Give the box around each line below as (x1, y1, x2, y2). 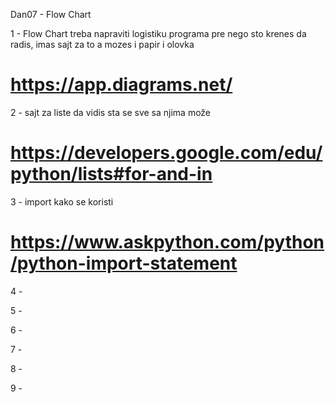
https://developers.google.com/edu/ (10, 142, 323, 164)
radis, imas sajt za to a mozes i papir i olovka (10, 39, 195, 50)
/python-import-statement (10, 252, 238, 275)
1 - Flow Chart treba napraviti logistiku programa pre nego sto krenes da (10, 28, 307, 39)
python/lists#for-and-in (10, 163, 213, 186)
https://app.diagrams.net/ (10, 74, 233, 96)
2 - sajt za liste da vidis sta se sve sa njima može (10, 106, 212, 118)
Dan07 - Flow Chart (10, 9, 92, 20)
